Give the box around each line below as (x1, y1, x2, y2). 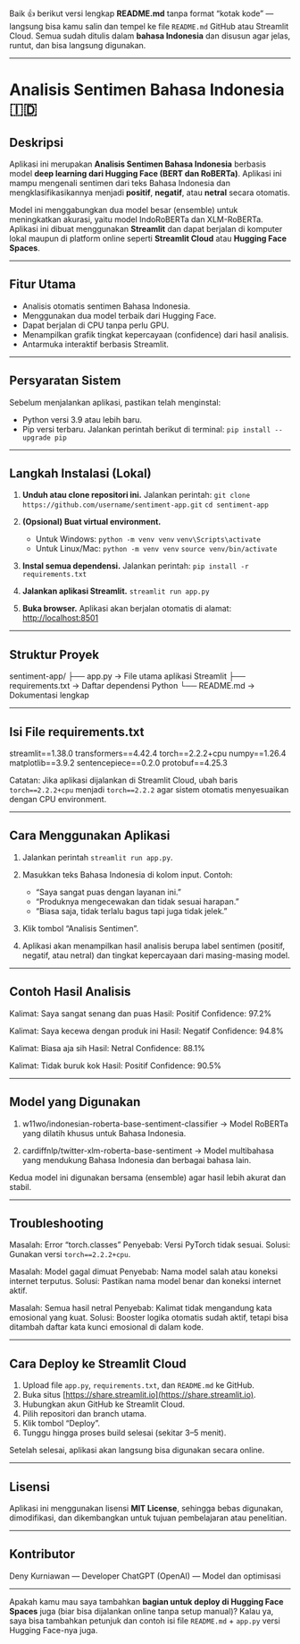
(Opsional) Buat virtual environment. (21, 517, 162, 527)
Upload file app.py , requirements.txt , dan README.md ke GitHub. (21, 1380, 254, 1391)
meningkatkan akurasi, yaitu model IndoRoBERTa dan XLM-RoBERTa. (9, 214, 263, 225)
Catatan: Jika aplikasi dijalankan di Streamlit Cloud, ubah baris (9, 775, 238, 786)
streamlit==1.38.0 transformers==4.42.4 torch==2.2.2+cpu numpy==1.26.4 (9, 748, 287, 759)
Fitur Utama (9, 277, 77, 292)
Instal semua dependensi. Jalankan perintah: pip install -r (21, 561, 249, 571)
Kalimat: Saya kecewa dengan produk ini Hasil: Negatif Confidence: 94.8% (9, 1025, 284, 1036)
